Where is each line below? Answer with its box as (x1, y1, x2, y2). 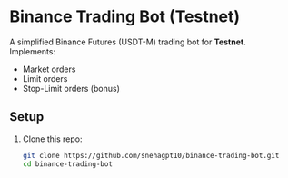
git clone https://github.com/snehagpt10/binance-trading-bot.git (22, 151, 280, 160)
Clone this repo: (22, 133, 83, 144)
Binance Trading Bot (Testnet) (9, 6, 241, 27)
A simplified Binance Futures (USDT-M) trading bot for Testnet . (9, 36, 247, 47)
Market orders (22, 64, 76, 74)
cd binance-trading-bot (22, 159, 114, 169)
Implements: (9, 45, 56, 56)
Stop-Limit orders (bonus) (22, 83, 120, 94)
